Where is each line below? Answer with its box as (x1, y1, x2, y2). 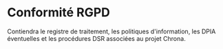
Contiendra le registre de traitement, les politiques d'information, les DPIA (7, 27, 216, 35)
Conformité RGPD (7, 5, 110, 20)
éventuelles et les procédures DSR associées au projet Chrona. (7, 34, 186, 42)
